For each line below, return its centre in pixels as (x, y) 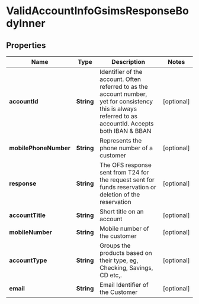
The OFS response (126, 165)
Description (129, 62)
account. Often (120, 79)
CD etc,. (111, 275)
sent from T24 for (124, 172)
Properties (26, 45)
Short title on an (122, 211)
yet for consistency (126, 101)
